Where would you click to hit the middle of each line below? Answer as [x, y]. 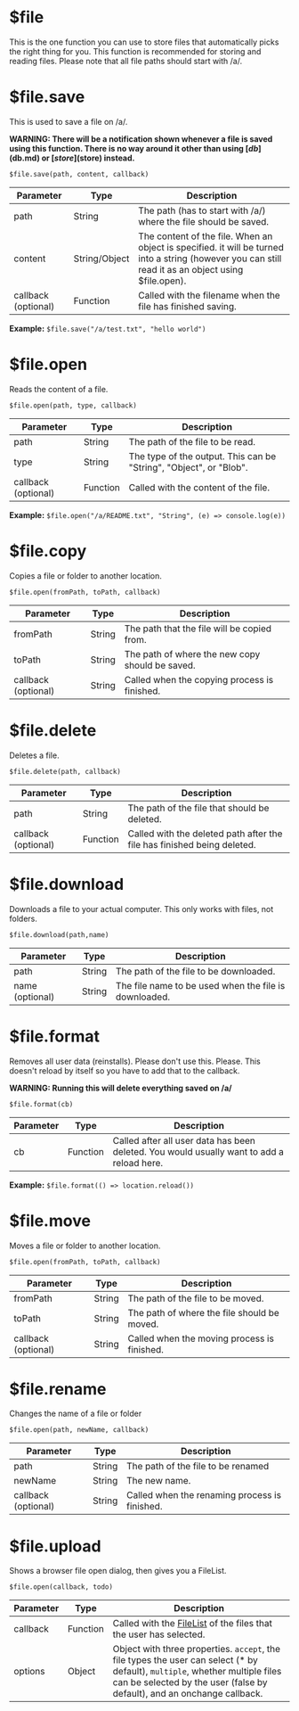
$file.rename [58, 1389]
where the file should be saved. [203, 221]
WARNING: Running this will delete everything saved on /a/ [121, 1088]
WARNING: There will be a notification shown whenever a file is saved [141, 139]
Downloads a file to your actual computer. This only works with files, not [141, 909]
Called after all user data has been [184, 1140]
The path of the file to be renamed [198, 1467]
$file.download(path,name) [59, 934]
